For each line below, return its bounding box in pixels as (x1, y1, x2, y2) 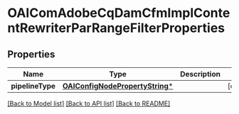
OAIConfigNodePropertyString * (62, 81, 174, 91)
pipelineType (11, 81, 55, 91)
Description (180, 69, 221, 79)
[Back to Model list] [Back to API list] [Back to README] (7, 99, 171, 108)
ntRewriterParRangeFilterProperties (7, 20, 225, 36)
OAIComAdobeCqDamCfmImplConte (7, 5, 230, 21)
